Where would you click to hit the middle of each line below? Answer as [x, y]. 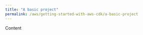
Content [13, 28]
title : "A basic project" [32, 9]
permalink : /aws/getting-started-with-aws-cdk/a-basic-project [72, 14]
